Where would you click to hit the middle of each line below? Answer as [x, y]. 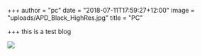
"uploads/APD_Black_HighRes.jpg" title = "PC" [75, 18]
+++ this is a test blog [39, 32]
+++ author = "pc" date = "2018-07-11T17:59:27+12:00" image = [101, 10]
